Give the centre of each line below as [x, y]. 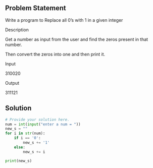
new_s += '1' [36, 143]
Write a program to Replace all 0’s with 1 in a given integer [64, 20]
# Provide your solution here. [37, 119]
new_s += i [34, 152]
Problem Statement [36, 8]
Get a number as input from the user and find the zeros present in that [77, 39]
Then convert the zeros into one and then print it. [55, 54]
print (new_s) [19, 161]
